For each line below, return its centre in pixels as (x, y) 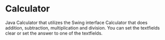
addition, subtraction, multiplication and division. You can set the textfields (82, 27)
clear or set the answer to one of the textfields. (54, 33)
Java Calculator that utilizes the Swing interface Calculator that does (76, 22)
